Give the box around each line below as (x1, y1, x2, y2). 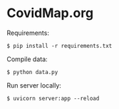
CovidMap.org (6, 5, 94, 21)
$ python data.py (6, 68, 58, 76)
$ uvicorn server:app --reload (6, 95, 100, 102)
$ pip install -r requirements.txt (6, 42, 113, 49)
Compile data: (6, 55, 48, 63)
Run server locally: (6, 81, 62, 90)
